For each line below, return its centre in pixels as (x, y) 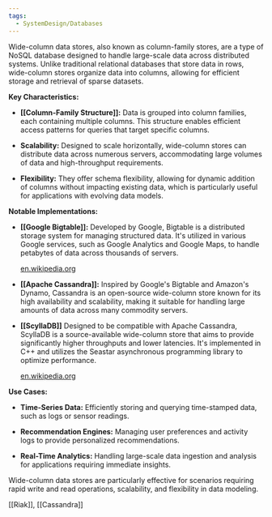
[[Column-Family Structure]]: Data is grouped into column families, (133, 112)
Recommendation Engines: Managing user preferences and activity (134, 431)
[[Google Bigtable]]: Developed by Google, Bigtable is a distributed (132, 227)
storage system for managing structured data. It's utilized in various (133, 235)
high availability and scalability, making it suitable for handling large (132, 301)
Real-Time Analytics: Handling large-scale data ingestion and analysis (138, 455)
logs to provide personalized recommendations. (100, 440)
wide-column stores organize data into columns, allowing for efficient (124, 72)
